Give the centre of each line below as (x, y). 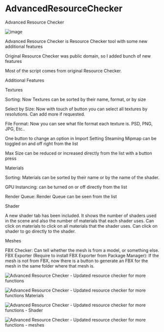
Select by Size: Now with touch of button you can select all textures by (76, 109)
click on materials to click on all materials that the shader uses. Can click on (81, 226)
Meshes (13, 241)
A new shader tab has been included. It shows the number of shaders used (81, 215)
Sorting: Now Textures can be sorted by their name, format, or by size (75, 99)
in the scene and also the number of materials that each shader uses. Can (80, 221)
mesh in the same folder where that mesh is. (50, 266)
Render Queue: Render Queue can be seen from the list (61, 196)
